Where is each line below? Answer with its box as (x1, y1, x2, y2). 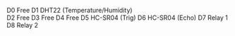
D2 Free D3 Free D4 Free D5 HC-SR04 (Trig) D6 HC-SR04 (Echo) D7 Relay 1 (6, 13, 229, 22)
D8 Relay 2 (6, 21, 39, 29)
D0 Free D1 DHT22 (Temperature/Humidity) (6, 6, 133, 14)
